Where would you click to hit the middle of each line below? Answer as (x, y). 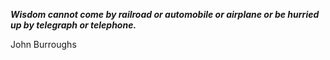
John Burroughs (43, 44)
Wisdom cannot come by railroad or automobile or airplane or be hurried (165, 14)
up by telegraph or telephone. (73, 25)
